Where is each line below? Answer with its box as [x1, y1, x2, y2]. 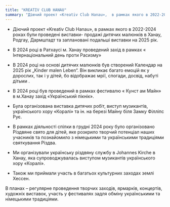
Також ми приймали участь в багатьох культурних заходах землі [12, 170, 154, 176]
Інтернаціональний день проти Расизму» [12, 52, 102, 58]
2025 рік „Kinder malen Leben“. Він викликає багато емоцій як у [12, 67, 150, 73]
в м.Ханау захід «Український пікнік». [12, 93, 95, 99]
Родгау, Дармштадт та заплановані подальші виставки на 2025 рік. [12, 36, 158, 43]
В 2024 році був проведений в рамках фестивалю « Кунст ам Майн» [12, 88, 161, 94]
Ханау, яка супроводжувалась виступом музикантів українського [12, 155, 155, 161]
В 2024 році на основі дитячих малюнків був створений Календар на [12, 62, 163, 68]
